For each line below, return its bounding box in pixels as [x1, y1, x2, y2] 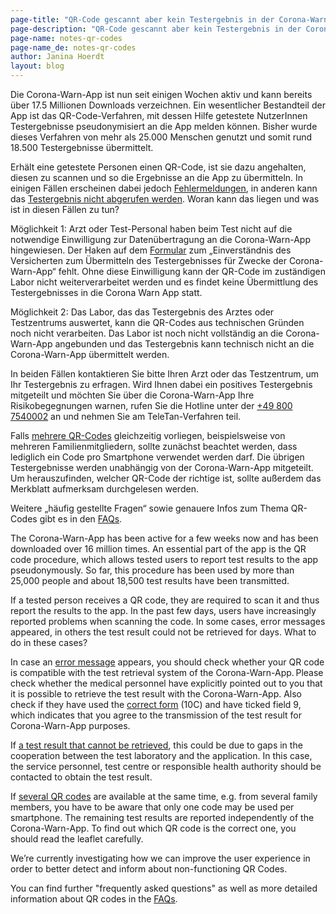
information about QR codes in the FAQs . [10, 893, 178, 905]
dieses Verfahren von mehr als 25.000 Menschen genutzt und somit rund [10, 131, 313, 143]
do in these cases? [10, 637, 88, 648]
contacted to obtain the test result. [10, 771, 153, 783]
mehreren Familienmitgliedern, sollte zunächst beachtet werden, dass [10, 441, 298, 452]
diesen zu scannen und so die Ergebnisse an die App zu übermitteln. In [10, 172, 304, 183]
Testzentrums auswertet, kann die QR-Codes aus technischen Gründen [10, 317, 305, 328]
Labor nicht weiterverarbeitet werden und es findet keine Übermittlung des [10, 276, 319, 288]
